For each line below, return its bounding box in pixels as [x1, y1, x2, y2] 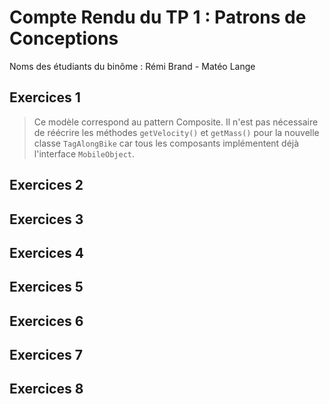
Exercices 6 [9, 312, 84, 330]
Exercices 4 [9, 244, 84, 261]
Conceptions [9, 27, 119, 50]
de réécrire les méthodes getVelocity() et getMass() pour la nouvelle [33, 126, 320, 138]
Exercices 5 [9, 279, 84, 296]
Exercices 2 [9, 177, 84, 194]
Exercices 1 [9, 89, 81, 106]
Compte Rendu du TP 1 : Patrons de [9, 6, 307, 29]
